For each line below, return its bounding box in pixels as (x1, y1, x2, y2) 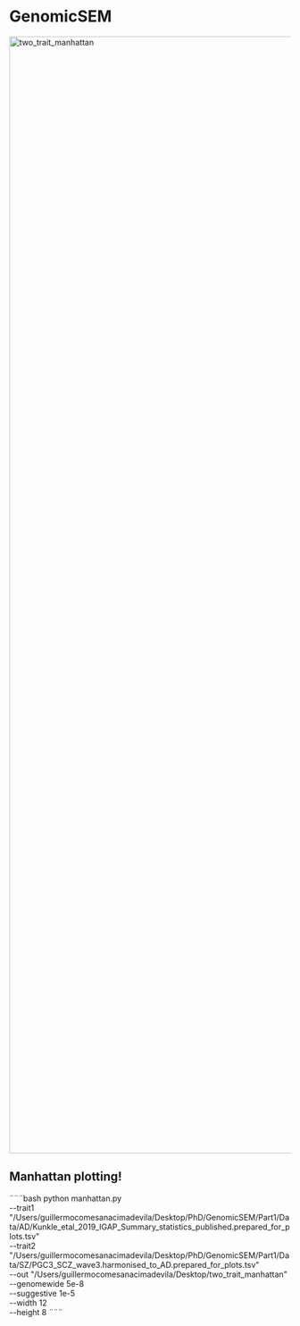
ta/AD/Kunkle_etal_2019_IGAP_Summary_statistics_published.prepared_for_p (9, 1221, 290, 1232)
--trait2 (9, 1240, 37, 1251)
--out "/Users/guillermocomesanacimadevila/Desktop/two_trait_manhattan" (9, 1269, 287, 1280)
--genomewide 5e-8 (9, 1278, 85, 1288)
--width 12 (9, 1297, 47, 1308)
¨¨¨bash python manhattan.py (9, 1193, 122, 1204)
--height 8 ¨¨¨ (9, 1306, 63, 1317)
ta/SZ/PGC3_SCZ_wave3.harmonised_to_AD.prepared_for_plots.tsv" (9, 1259, 260, 1270)
